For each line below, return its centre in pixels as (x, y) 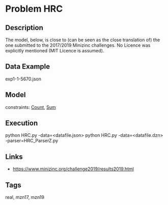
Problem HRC (34, 9)
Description (24, 28)
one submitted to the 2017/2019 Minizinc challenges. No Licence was (78, 45)
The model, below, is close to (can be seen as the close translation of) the (83, 40)
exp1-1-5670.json (23, 79)
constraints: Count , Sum (31, 107)
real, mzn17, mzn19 (25, 197)
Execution (22, 123)
